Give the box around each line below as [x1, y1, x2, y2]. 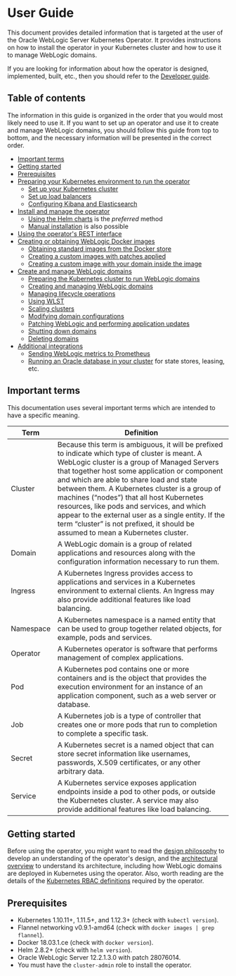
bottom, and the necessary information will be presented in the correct [7, 133, 212, 142]
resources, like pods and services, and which [57, 501, 206, 511]
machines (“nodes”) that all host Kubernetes [57, 492, 204, 502]
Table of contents [7, 92, 86, 104]
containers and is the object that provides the [57, 673, 207, 683]
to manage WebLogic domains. [7, 51, 97, 59]
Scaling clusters [27, 304, 75, 313]
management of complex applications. [57, 653, 184, 662]
